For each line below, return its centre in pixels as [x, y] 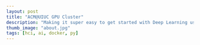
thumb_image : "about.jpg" [38, 28]
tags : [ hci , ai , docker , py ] [42, 33]
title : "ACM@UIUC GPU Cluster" [45, 17]
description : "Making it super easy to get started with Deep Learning [97, 22]
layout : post [22, 11]
